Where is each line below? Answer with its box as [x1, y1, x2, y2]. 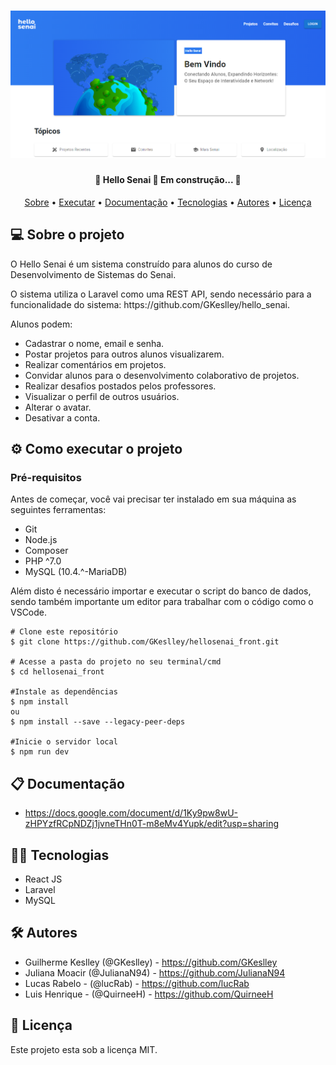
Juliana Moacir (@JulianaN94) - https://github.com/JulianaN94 [24, 966, 286, 979]
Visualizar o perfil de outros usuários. [24, 390, 180, 402]
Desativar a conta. [24, 411, 101, 424]
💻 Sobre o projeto [10, 226, 125, 244]
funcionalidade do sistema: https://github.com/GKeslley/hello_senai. [10, 298, 291, 310]
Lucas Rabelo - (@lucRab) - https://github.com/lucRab [24, 977, 250, 989]
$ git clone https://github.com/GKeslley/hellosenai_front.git [10, 637, 280, 647]
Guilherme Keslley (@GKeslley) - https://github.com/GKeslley [24, 956, 278, 968]
